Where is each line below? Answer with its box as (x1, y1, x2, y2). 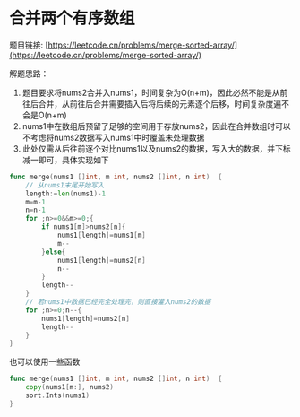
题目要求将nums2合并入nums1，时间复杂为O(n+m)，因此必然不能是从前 (21, 87, 288, 98)
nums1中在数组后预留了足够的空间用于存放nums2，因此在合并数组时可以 (21, 120, 291, 131)
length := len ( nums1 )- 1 (25, 189, 106, 198)
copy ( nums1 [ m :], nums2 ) (25, 383, 115, 392)
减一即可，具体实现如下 (21, 154, 109, 165)
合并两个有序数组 (9, 8, 136, 29)
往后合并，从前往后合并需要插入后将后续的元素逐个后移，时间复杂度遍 (21, 98, 282, 109)
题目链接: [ (9, 39, 49, 50)
